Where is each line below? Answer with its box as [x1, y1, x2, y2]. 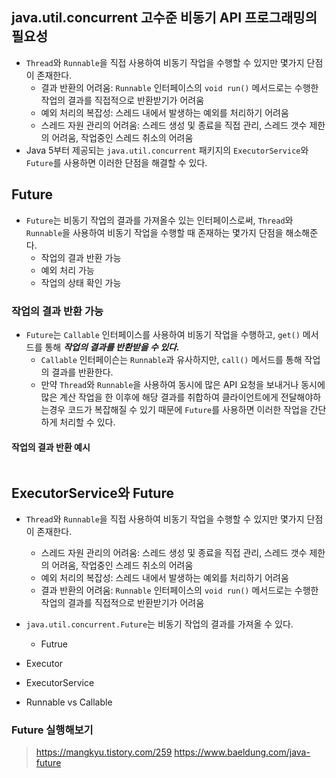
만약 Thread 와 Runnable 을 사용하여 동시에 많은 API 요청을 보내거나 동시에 [40, 378, 326, 390]
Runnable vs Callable [25, 696, 113, 708]
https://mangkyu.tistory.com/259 [35, 746, 173, 758]
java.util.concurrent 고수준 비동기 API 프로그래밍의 [11, 9, 318, 27]
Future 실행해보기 [11, 723, 94, 737]
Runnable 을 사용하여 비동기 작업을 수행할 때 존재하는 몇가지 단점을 [25, 226, 284, 238]
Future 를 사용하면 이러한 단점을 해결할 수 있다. [25, 156, 208, 168]
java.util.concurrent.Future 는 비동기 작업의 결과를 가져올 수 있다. [25, 618, 294, 630]
